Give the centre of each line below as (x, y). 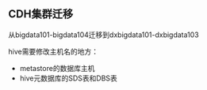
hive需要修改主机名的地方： (54, 51)
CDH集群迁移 (41, 14)
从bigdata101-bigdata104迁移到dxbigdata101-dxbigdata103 (104, 35)
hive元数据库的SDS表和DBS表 (68, 78)
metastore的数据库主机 (57, 68)
